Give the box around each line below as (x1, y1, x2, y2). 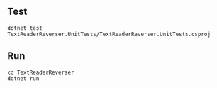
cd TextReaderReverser (7, 69, 74, 76)
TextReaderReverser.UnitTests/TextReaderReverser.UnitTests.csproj (7, 31, 211, 38)
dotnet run (7, 75, 40, 82)
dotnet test (7, 24, 43, 31)
